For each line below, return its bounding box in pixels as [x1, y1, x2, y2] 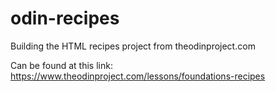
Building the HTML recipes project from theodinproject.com [10, 40, 256, 52]
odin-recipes [10, 7, 120, 30]
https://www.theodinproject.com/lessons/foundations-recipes [10, 70, 266, 82]
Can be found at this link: [10, 59, 113, 71]
